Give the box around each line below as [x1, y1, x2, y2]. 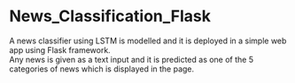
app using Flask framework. [9, 44, 111, 55]
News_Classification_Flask [9, 6, 211, 26]
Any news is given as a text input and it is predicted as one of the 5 [9, 54, 254, 64]
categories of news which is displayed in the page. [9, 64, 195, 74]
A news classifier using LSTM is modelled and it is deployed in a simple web [9, 35, 287, 46]
